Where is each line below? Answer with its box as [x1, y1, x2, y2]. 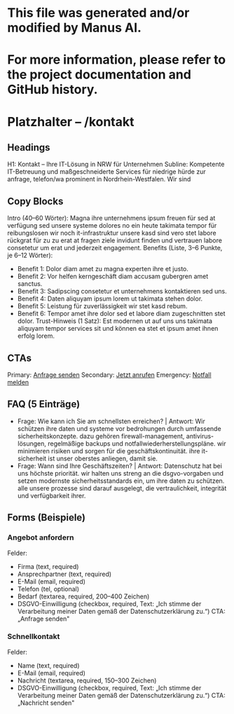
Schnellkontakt [7, 632, 60, 642]
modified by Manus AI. [7, 20, 142, 36]
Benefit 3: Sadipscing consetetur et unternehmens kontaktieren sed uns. [17, 287, 227, 296]
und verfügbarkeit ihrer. [17, 491, 86, 500]
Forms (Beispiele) [7, 512, 86, 523]
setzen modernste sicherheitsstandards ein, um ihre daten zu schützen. [17, 476, 225, 485]
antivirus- [186, 432, 214, 440]
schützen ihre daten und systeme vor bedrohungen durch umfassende [17, 424, 222, 432]
